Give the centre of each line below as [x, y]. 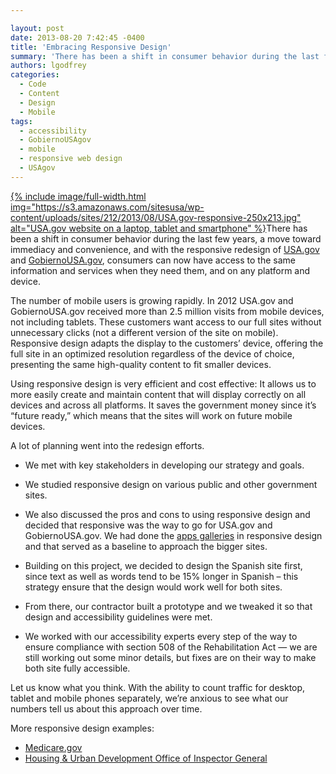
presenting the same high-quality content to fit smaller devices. [141, 364]
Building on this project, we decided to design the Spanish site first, [163, 565]
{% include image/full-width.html [78, 196]
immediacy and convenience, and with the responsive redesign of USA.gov [165, 249]
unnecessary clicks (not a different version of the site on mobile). [144, 332]
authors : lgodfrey [48, 66]
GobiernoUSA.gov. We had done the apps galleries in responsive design [173, 535]
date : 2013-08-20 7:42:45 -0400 [77, 37]
